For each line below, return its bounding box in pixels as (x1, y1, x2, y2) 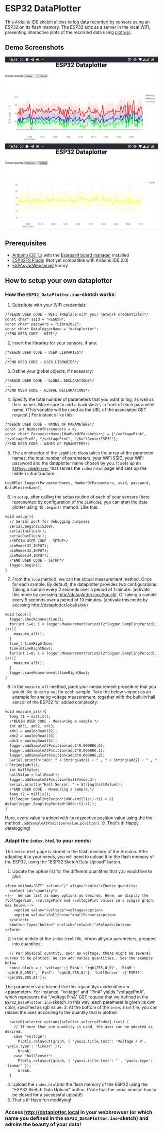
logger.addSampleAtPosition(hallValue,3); (9, 777, 97, 782)
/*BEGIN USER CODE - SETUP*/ (9, 539, 68, 544)
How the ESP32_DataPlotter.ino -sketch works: (5, 291, 116, 298)
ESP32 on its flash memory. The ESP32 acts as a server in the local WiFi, (5, 24, 151, 30)
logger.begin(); (9, 563, 42, 568)
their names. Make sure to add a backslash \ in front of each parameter (12, 402, 155, 408)
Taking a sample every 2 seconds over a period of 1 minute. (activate (12, 586, 150, 593)
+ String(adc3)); (5, 763, 40, 768)
